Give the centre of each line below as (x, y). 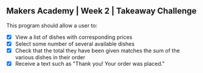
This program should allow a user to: (52, 25)
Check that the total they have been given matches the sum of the (97, 50)
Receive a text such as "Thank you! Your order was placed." (90, 64)
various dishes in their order (50, 57)
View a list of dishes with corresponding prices (74, 37)
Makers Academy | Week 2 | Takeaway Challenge (101, 11)
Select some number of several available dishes (75, 44)
